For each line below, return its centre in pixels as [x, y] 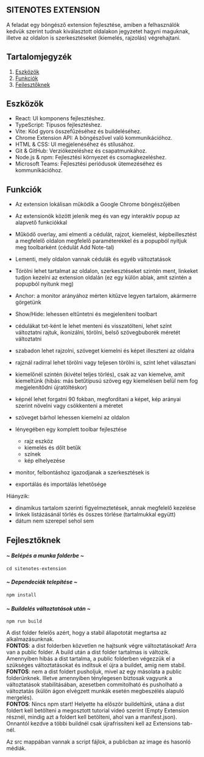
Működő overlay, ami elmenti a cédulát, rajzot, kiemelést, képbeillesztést [106, 234]
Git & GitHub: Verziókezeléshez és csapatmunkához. [81, 151]
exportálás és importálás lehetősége [61, 484]
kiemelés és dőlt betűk [52, 447]
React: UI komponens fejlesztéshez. [60, 118]
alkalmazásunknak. [30, 639]
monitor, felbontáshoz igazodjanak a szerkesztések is [82, 473]
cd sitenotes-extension [37, 568]
